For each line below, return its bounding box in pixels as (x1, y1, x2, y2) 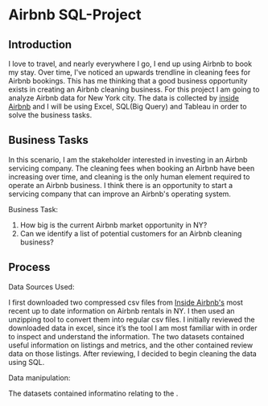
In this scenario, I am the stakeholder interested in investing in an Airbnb (8, 154, 248, 164)
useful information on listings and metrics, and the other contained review (8, 340, 254, 350)
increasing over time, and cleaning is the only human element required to (8, 171, 250, 182)
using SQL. (8, 357, 45, 367)
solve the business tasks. (8, 110, 93, 120)
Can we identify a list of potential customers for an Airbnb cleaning (19, 228, 242, 238)
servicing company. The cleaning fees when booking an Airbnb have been (8, 163, 255, 173)
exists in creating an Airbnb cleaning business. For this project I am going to (8, 84, 260, 94)
